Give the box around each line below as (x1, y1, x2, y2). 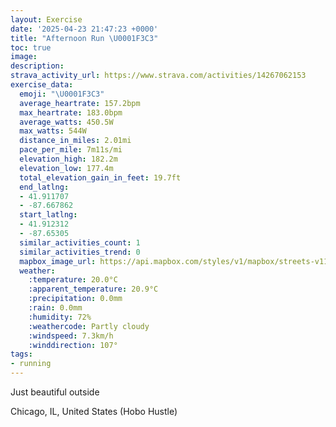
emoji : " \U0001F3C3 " (19, 89, 105, 99)
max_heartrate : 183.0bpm (19, 107, 123, 118)
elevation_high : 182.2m (19, 154, 118, 164)
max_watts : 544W (19, 126, 87, 136)
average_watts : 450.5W (19, 117, 114, 127)
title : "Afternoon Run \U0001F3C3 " (10, 33, 159, 43)
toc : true (10, 42, 52, 53)
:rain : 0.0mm (28, 303, 83, 313)
